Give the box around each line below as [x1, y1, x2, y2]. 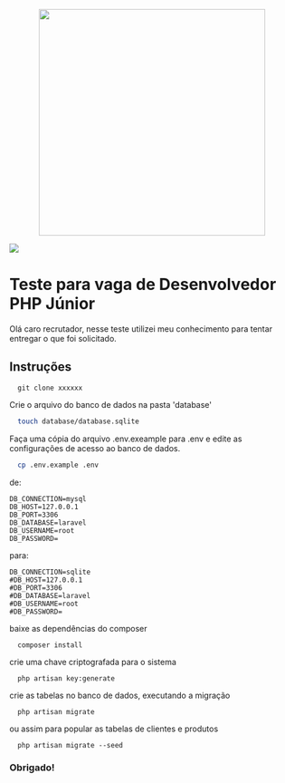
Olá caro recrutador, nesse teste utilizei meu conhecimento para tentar [9, 323, 273, 334]
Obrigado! [9, 761, 55, 774]
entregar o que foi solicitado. [9, 333, 118, 343]
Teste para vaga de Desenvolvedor [9, 275, 277, 295]
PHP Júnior [9, 294, 96, 314]
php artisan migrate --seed [17, 740, 124, 749]
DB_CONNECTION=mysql [9, 494, 88, 503]
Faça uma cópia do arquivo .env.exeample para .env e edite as [9, 433, 242, 444]
